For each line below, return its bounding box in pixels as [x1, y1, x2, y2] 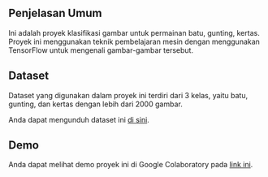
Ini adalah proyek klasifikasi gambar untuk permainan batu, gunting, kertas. [8, 28, 260, 37]
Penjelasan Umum [8, 6, 102, 20]
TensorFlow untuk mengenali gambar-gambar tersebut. [8, 45, 193, 55]
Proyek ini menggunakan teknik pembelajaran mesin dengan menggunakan [8, 37, 260, 46]
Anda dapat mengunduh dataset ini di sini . [8, 114, 150, 124]
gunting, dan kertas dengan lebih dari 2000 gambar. [8, 99, 183, 109]
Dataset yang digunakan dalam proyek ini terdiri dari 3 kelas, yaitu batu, [8, 90, 249, 100]
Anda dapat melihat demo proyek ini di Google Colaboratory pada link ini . [8, 160, 253, 170]
